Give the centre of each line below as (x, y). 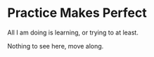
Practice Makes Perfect (77, 13)
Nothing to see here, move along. (56, 46)
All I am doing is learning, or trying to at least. (73, 32)
